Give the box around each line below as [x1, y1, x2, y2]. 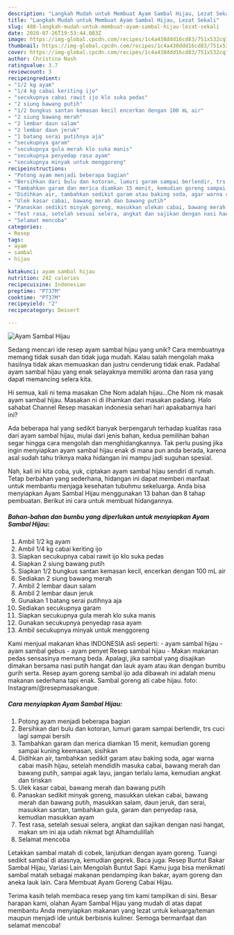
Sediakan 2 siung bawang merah [17, 574, 112, 582]
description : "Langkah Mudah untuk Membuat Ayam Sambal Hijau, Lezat [8, 10, 214, 17]
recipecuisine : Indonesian [8, 281, 86, 288]
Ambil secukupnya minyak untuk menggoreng [17, 626, 150, 634]
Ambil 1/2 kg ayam [17, 537, 71, 545]
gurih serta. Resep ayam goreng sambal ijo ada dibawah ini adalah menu [8, 668, 216, 677]
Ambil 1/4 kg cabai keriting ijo [17, 545, 103, 553]
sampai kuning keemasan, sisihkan [17, 746, 118, 754]
